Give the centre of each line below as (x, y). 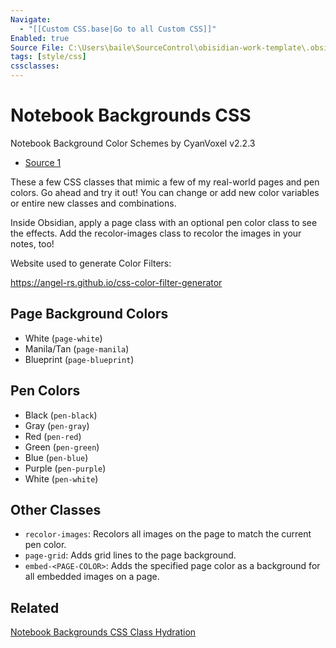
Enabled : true (40, 38)
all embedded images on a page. (92, 577)
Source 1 (43, 162)
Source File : (37, 47)
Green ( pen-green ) (62, 447)
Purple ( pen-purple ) (65, 468)
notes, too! (32, 243)
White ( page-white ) (63, 338)
